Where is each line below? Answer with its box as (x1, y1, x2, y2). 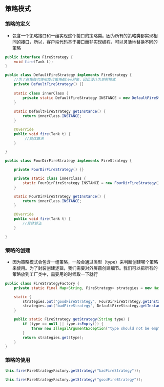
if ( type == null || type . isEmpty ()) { (22, 321, 104, 327)
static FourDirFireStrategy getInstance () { (14, 194, 106, 199)
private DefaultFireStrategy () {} (14, 82, 84, 87)
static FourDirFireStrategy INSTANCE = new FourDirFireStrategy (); (22, 180, 163, 185)
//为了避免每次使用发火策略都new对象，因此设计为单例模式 (14, 77, 116, 82)
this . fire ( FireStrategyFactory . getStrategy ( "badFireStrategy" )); (5, 368, 141, 373)
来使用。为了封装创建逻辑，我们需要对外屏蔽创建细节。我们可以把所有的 (12, 265, 158, 271)
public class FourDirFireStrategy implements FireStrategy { (5, 158, 132, 163)
